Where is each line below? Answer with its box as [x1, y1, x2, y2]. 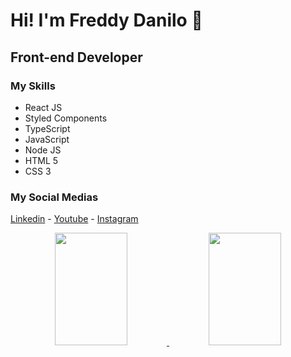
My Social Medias [10, 190, 99, 204]
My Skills [10, 79, 56, 93]
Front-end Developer [10, 49, 143, 66]
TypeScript [24, 122, 71, 134]
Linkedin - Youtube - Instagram [10, 213, 139, 225]
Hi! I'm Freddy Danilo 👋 [10, 9, 203, 32]
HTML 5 [24, 154, 59, 166]
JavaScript [24, 133, 70, 145]
